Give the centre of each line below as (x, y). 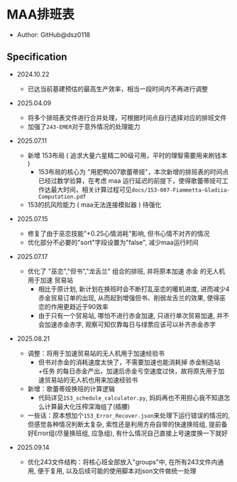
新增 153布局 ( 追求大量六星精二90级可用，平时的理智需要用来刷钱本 (127, 155)
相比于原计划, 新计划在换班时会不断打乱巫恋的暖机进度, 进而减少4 (134, 289)
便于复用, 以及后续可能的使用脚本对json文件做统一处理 (117, 471)
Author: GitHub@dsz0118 (53, 34)
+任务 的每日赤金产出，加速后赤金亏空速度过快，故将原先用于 (128, 371)
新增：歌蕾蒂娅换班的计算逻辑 (71, 388)
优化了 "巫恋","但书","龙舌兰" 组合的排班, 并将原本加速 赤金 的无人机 (126, 271)
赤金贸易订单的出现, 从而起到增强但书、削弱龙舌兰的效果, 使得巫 (132, 297)
